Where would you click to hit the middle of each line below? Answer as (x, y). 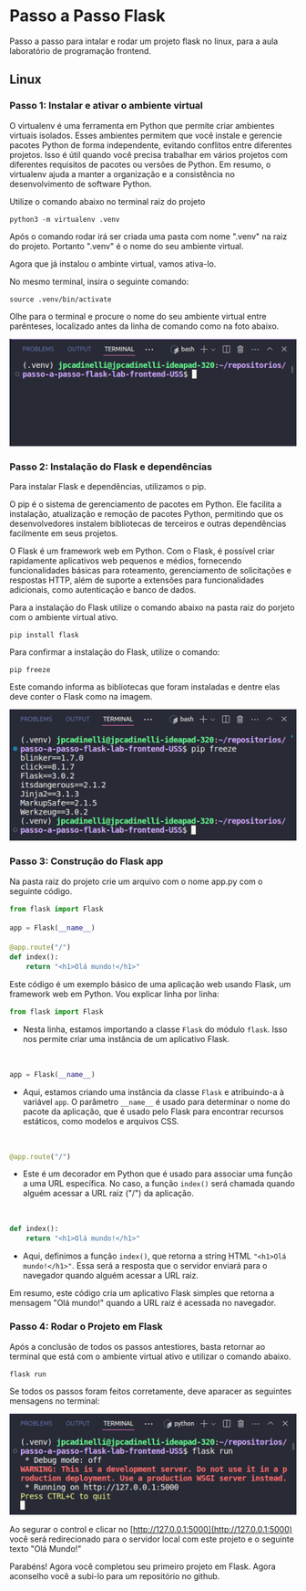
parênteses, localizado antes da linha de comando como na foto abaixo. (144, 326)
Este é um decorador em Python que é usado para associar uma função (158, 1174)
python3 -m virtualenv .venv (65, 219)
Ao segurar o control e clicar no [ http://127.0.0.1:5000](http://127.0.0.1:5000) (151, 1530)
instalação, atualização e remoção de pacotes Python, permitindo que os (147, 514)
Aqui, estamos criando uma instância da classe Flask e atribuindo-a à (153, 1091)
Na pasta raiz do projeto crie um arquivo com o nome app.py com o (136, 881)
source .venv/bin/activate (61, 299)
